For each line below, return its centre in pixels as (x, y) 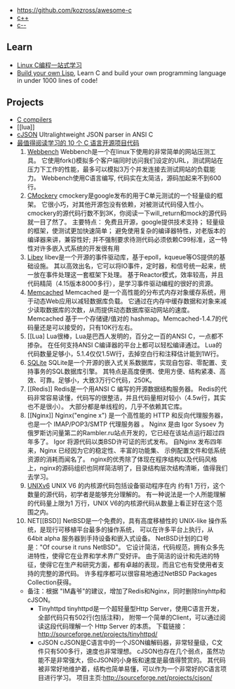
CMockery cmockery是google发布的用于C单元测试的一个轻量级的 (122, 195)
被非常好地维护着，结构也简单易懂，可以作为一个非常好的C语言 (129, 669)
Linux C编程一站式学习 (49, 65)
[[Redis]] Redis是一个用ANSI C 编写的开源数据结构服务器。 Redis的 (124, 389)
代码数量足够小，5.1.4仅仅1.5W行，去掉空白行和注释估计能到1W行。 (125, 354)
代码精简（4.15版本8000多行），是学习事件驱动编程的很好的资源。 (122, 283)
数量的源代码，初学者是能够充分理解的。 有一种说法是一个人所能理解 (126, 494)
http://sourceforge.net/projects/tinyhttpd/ (98, 634)
